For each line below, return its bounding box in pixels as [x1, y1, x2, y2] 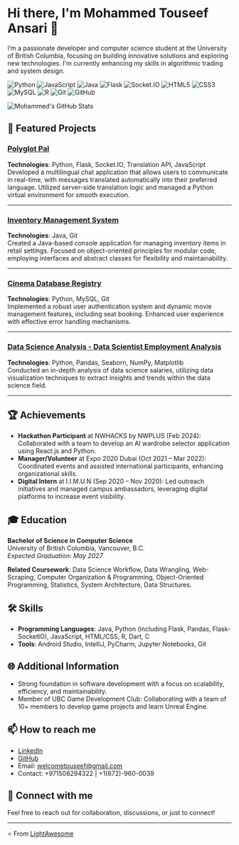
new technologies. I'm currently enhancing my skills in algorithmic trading [7, 59, 223, 67]
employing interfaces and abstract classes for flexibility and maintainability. [7, 253, 228, 262]
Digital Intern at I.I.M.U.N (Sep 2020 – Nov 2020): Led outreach [17, 477, 205, 486]
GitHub [17, 754, 39, 762]
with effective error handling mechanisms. [7, 318, 132, 326]
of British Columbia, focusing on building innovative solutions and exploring [7, 51, 229, 60]
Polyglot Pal [7, 144, 50, 154]
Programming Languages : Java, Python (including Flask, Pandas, [17, 624, 211, 633]
